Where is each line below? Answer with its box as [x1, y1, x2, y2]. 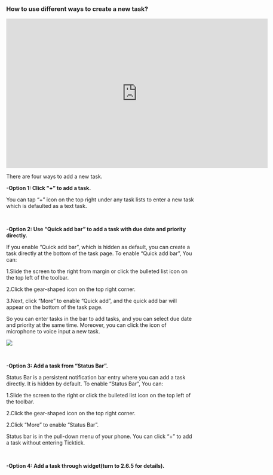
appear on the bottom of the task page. [6, 304, 103, 311]
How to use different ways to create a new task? [6, 5, 148, 13]
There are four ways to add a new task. [6, 173, 103, 180]
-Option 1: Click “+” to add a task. [6, 185, 91, 192]
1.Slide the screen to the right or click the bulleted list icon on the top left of [6, 392, 191, 399]
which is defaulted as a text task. [6, 203, 87, 210]
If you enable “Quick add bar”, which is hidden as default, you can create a [6, 244, 190, 251]
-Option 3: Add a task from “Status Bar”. [6, 362, 109, 369]
